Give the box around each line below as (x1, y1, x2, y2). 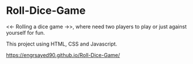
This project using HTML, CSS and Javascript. (6, 40, 118, 47)
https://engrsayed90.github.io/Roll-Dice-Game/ (6, 51, 120, 58)
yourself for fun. (6, 29, 45, 36)
